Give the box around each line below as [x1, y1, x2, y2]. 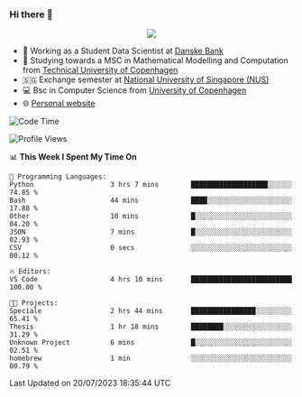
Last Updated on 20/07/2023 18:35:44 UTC [9, 378, 171, 389]
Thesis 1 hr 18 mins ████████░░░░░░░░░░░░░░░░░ [9, 322, 293, 332]
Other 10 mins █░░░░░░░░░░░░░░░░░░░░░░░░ [9, 212, 293, 221]
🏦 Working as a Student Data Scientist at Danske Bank [22, 45, 224, 57]
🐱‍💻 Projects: [9, 299, 59, 308]
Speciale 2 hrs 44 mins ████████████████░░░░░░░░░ [9, 307, 293, 316]
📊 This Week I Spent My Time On [9, 152, 137, 162]
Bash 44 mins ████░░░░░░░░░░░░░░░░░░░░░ [9, 196, 293, 206]
